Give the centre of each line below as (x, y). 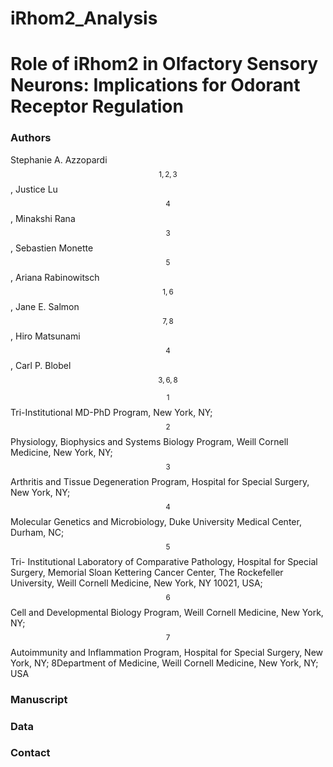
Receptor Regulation (97, 106)
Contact (30, 753)
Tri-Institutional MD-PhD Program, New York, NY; (111, 412)
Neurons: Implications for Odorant (155, 85)
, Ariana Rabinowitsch (55, 277)
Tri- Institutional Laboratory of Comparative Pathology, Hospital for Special (164, 561)
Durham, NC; (37, 532)
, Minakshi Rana (43, 218)
